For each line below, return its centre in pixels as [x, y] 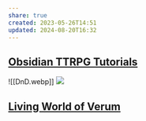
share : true [28, 15]
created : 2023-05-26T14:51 [52, 23]
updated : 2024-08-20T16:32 [52, 30]
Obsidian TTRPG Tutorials [73, 62]
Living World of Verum [64, 106]
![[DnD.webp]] [31, 82]
